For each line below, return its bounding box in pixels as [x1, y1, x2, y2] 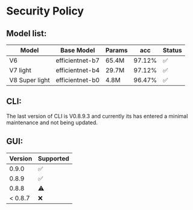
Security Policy [6, 4, 84, 18]
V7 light [9, 66, 31, 74]
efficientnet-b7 [55, 56, 100, 65]
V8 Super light [9, 76, 50, 84]
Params [105, 46, 128, 54]
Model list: [6, 28, 47, 39]
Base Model [60, 46, 95, 54]
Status [162, 46, 182, 54]
